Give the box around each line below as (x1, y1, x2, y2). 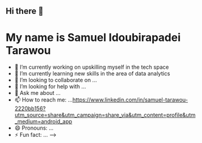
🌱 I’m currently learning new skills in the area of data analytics (14, 70, 170, 77)
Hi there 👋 (5, 6, 44, 16)
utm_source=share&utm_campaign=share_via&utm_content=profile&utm (14, 111, 196, 119)
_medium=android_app (14, 118, 72, 125)
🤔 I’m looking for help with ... (14, 83, 86, 90)
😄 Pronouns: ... (14, 124, 54, 131)
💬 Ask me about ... (14, 89, 61, 97)
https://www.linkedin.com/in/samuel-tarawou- (72, 96, 188, 103)
